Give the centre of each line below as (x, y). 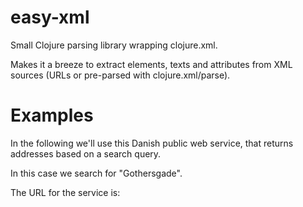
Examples (52, 115)
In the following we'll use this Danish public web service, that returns (152, 143)
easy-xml (50, 17)
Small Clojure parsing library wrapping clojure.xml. (114, 45)
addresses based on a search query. (86, 153)
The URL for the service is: (65, 192)
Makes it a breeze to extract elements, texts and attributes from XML (151, 64)
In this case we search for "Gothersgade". (96, 173)
